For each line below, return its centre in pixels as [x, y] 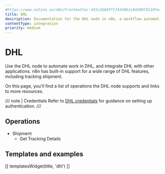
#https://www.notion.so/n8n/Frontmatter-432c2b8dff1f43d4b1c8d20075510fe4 [83, 10]
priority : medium [23, 28]
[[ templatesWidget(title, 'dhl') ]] [38, 166]
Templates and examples [44, 154]
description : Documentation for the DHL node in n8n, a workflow [73, 19]
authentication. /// [23, 106]
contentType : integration [31, 23]
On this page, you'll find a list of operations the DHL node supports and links [82, 86]
